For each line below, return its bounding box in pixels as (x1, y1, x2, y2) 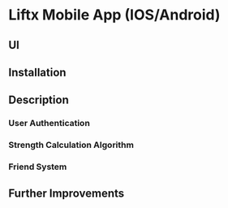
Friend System (8, 161, 67, 172)
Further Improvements (8, 186, 125, 200)
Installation (8, 65, 67, 79)
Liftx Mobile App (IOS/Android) (8, 6, 221, 24)
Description (8, 93, 69, 107)
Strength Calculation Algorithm (8, 140, 134, 151)
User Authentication (8, 118, 91, 129)
